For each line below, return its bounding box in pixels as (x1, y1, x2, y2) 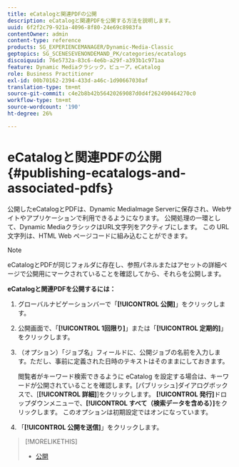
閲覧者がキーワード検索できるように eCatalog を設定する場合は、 (17, 372, 210, 381)
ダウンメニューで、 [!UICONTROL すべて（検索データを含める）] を (30, 398, 222, 407)
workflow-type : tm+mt (7, 97, 72, 104)
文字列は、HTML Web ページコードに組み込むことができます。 (7, 231, 192, 240)
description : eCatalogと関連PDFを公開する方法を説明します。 (7, 17, 174, 24)
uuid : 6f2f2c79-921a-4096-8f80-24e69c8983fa (7, 24, 142, 31)
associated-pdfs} (7, 180, 114, 196)
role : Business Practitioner (7, 70, 94, 77)
